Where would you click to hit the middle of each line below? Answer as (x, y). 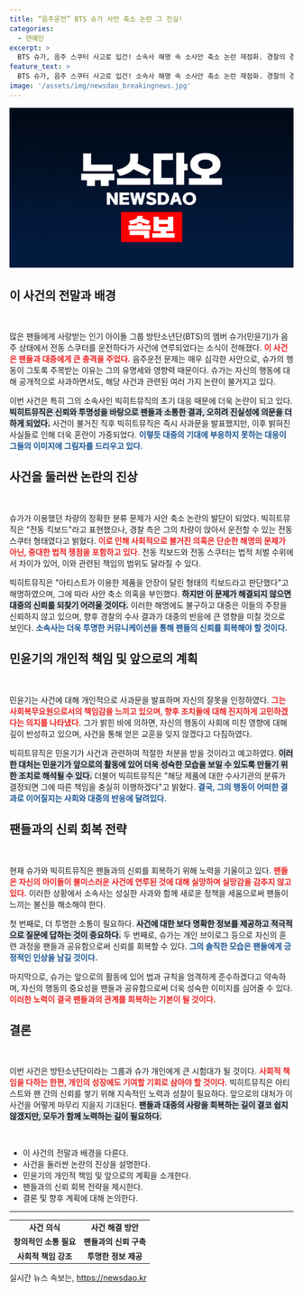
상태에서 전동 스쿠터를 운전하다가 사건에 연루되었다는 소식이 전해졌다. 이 (145, 348)
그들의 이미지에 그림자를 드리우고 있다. (76, 446)
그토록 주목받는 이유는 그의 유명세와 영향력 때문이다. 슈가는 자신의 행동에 (153, 370)
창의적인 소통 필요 (45, 1241)
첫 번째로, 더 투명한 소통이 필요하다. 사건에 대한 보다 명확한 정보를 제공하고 (139, 923)
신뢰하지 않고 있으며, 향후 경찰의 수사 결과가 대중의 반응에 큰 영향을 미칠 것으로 (147, 616)
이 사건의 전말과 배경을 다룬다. (75, 1153)
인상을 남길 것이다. (65, 957)
